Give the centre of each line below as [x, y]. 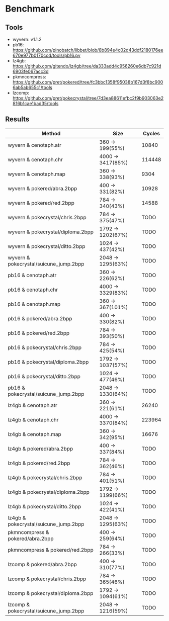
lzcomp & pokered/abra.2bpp [42, 564]
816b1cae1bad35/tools [35, 103]
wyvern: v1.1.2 [27, 39]
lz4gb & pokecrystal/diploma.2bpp [49, 492]
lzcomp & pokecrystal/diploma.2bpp [51, 593]
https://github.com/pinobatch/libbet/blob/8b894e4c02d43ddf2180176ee [88, 50]
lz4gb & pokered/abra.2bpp [40, 449]
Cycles [151, 133]
